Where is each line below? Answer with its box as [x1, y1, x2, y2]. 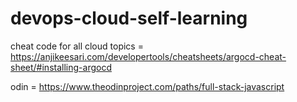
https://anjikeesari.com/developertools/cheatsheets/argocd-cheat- [10, 50, 287, 62]
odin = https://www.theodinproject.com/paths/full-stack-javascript [10, 80, 285, 92]
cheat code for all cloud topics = [10, 40, 144, 52]
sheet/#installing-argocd [10, 61, 112, 73]
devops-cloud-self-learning [10, 7, 248, 30]
